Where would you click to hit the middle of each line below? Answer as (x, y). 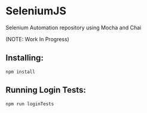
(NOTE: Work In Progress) (37, 39)
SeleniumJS (36, 11)
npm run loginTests (30, 104)
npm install (20, 72)
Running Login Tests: (46, 90)
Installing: (25, 58)
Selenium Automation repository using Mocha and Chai (73, 28)
